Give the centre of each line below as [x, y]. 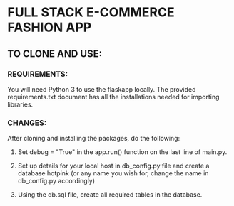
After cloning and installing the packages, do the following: [94, 139]
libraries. [20, 104]
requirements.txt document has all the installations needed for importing [113, 97]
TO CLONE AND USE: [55, 54]
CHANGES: [27, 123]
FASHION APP [50, 27]
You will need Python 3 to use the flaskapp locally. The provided [102, 89]
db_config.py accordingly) [56, 181]
